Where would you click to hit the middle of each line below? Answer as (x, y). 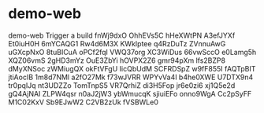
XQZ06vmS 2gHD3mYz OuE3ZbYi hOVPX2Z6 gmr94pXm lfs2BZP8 (117, 60)
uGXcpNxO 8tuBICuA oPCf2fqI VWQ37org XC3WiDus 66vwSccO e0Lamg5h (132, 52)
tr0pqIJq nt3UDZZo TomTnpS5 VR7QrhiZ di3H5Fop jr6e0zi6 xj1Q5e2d (122, 85)
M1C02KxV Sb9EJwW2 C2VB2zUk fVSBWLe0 (84, 102)
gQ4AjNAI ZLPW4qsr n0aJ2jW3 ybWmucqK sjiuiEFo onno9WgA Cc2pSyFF (130, 93)
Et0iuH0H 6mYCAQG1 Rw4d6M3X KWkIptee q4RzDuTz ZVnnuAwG (117, 43)
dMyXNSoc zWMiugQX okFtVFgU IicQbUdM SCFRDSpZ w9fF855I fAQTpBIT (132, 68)
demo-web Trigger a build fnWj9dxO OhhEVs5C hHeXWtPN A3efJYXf (122, 35)
